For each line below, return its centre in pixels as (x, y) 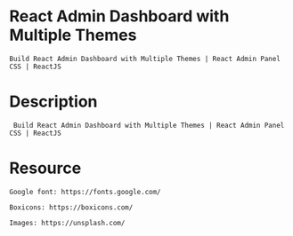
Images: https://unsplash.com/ (67, 223)
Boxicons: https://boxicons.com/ (71, 207)
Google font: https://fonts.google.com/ (85, 192)
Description (53, 102)
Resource (45, 168)
